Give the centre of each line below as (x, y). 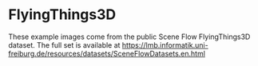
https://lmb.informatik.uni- (165, 45)
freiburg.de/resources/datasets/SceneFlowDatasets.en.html (107, 53)
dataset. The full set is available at (64, 45)
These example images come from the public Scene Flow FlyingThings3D (129, 37)
